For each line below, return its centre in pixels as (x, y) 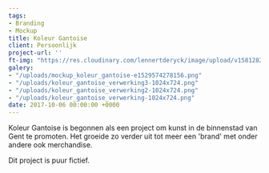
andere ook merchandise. (50, 145)
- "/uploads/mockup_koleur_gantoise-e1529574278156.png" (105, 75)
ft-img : (21, 61)
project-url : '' (35, 53)
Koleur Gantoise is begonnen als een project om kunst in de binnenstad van (133, 128)
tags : (17, 16)
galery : (21, 68)
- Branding (26, 23)
